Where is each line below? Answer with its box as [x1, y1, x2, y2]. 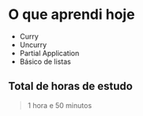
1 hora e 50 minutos [27, 100, 92, 110]
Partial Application [19, 48, 80, 58]
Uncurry [19, 39, 47, 49]
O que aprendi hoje [8, 6, 136, 24]
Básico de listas [19, 57, 71, 66]
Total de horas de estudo [8, 80, 133, 93]
